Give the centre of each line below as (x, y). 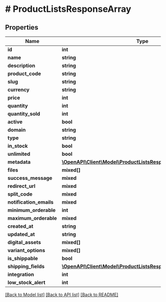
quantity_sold (24, 114)
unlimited (19, 154)
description (21, 65)
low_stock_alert (26, 282)
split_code (20, 194)
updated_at (21, 234)
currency (19, 90)
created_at (21, 226)
